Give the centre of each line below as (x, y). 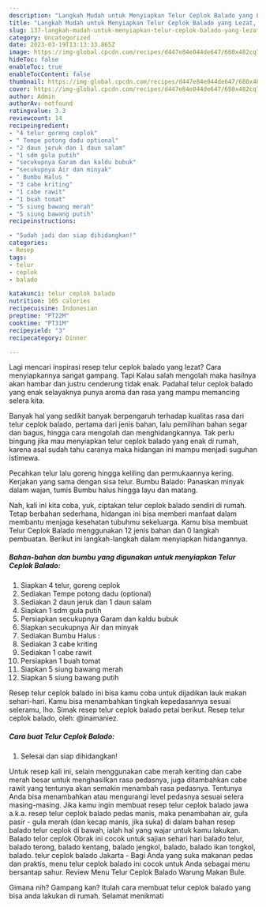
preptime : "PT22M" (39, 316)
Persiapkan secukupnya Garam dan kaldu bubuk (99, 619)
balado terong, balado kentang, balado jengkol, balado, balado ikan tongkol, (132, 847)
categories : (28, 243)
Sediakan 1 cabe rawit (56, 653)
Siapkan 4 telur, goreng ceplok (70, 585)
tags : (18, 258)
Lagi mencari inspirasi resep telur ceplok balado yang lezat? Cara (115, 367)
